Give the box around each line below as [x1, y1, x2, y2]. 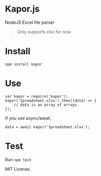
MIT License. [5, 166, 31, 172]
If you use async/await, [5, 115, 52, 121]
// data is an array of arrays [14, 102, 77, 107]
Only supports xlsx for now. [17, 29, 72, 34]
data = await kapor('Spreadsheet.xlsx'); [5, 125, 90, 129]
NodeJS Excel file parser [5, 19, 55, 25]
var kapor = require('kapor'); [5, 94, 68, 99]
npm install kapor [5, 62, 42, 66]
